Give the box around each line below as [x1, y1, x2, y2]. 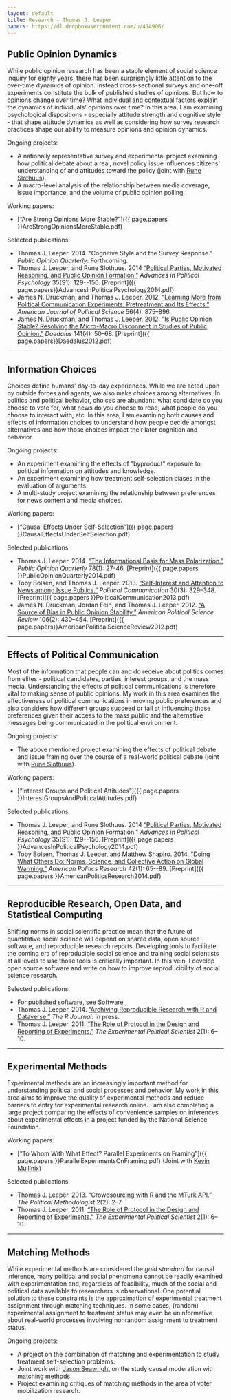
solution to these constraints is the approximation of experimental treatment [7, 1294, 222, 1302]
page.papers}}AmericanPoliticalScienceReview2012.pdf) [16, 623, 178, 631]
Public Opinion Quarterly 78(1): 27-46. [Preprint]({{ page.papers [16, 564, 199, 572]
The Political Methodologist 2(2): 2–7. [16, 1198, 123, 1206]
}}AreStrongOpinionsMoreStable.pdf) [16, 222, 123, 231]
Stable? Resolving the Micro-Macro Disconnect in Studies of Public [16, 322, 208, 331]
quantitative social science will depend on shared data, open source [7, 934, 200, 943]
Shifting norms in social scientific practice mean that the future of [7, 927, 193, 935]
